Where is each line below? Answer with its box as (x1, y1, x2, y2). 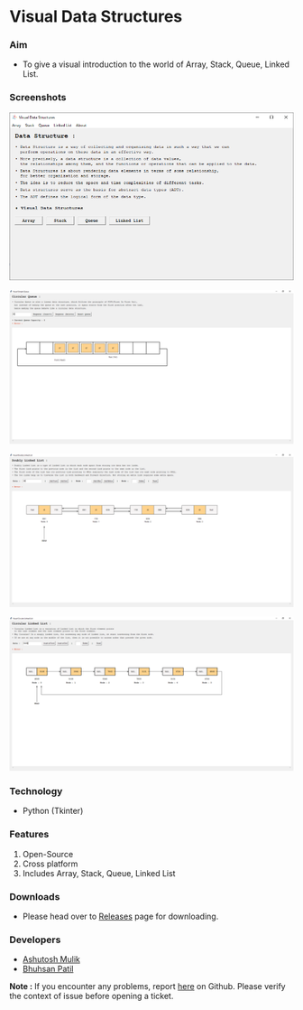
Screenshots (9, 91, 67, 104)
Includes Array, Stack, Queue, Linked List (22, 867, 176, 878)
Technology (9, 784, 63, 797)
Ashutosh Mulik (22, 954, 81, 965)
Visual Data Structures (9, 6, 183, 27)
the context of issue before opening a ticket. (9, 991, 174, 1002)
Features (9, 828, 50, 841)
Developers (9, 933, 61, 946)
